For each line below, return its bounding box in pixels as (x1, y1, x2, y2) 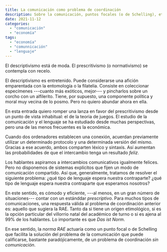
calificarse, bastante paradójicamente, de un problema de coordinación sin (5, 237, 159, 243)
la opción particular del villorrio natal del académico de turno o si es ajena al (5, 211, 162, 217)
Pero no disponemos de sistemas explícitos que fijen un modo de (5, 165, 139, 170)
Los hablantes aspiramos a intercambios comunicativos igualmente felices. (5, 159, 159, 165)
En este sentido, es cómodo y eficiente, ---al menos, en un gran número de (5, 190, 160, 196)
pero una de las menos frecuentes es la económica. (5, 124, 111, 130)
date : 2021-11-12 (5, 16, 41, 21)
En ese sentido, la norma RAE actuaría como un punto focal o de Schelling (5, 226, 158, 232)
